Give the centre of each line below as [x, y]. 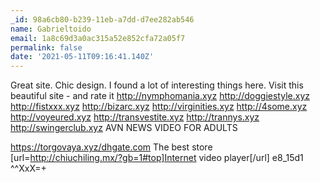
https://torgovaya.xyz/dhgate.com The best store [111, 147]
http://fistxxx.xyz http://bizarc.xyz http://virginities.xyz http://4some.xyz [159, 107]
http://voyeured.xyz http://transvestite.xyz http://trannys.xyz [135, 117]
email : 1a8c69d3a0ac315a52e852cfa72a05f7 [98, 38]
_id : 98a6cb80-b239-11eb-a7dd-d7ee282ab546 [102, 19]
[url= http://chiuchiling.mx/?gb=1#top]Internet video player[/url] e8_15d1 [157, 158]
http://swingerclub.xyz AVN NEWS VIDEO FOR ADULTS [124, 128]
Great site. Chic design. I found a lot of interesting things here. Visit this [157, 85]
